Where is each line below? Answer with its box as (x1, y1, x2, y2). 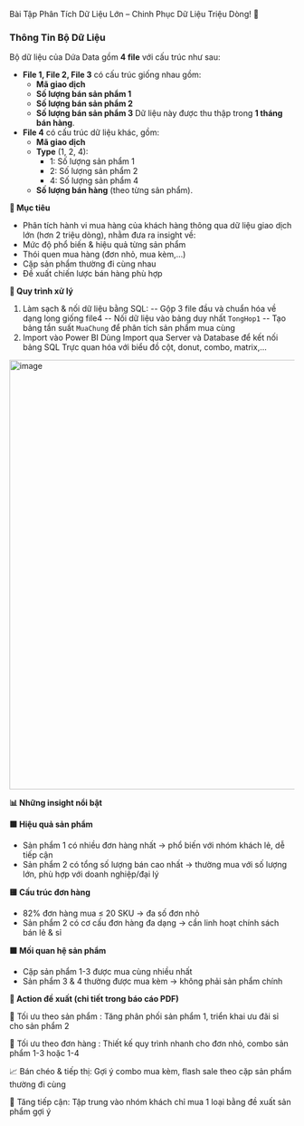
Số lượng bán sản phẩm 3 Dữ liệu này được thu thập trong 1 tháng (35, 108, 283, 119)
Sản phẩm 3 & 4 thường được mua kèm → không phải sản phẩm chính (22, 976, 283, 987)
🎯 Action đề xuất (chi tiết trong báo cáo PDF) (9, 994, 179, 1005)
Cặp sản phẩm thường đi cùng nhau (22, 258, 157, 269)
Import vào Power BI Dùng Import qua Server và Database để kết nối (22, 332, 279, 344)
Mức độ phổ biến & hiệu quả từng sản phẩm (22, 239, 186, 250)
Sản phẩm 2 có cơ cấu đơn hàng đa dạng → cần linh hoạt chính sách (22, 917, 280, 928)
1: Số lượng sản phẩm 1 (49, 156, 136, 167)
